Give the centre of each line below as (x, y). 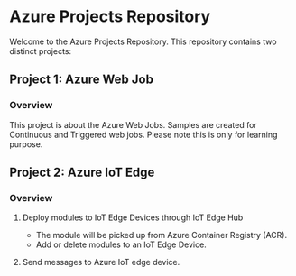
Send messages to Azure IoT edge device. (101, 262)
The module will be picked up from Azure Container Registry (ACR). (161, 235)
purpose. (26, 144)
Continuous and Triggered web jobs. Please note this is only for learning (143, 134)
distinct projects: (41, 51)
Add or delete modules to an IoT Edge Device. (121, 244)
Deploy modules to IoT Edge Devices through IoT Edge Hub (133, 217)
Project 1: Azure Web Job (81, 80)
